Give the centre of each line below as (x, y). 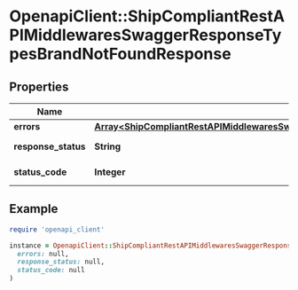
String (108, 146)
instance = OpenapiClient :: (61, 246)
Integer (110, 172)
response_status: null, (61, 262)
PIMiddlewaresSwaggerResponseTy (145, 35)
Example (34, 209)
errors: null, (43, 254)
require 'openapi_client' (57, 229)
